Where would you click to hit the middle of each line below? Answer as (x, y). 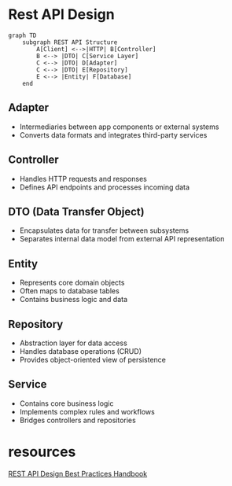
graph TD (22, 35)
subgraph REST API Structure (70, 42)
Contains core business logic (66, 403)
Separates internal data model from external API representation (122, 239)
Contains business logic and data (74, 300)
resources (42, 452)
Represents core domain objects (72, 283)
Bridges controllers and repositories (77, 420)
